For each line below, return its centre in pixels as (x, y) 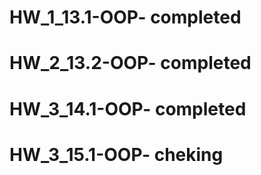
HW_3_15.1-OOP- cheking (116, 154)
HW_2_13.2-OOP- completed (130, 63)
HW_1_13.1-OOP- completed (125, 17)
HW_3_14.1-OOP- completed (128, 108)
